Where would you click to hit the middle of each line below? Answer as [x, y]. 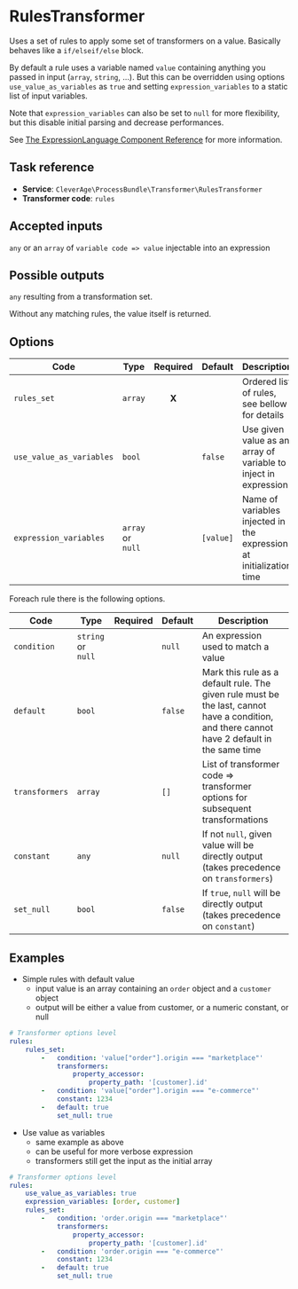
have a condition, [238, 717]
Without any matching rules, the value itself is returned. [110, 314]
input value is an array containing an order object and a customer [153, 988]
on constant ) [228, 926]
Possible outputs [57, 275]
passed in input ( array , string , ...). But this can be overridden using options [147, 76]
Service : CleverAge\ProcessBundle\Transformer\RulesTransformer [142, 189]
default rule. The [236, 683]
